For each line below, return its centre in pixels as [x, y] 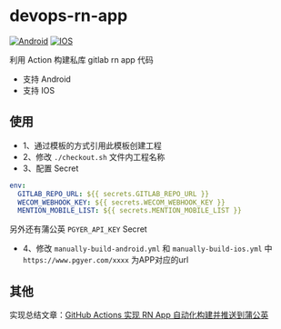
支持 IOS [39, 90]
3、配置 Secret [50, 168]
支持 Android [46, 79]
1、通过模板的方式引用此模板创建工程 [92, 145]
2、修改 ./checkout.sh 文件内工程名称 [94, 156]
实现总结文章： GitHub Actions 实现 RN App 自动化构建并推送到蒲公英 [139, 315]
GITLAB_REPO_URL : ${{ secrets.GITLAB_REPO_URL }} [113, 194]
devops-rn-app [69, 16]
